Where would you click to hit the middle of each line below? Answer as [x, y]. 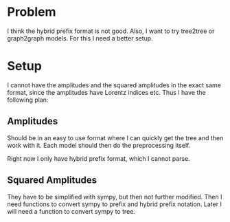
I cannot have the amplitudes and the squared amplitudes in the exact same [114, 85]
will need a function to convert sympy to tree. [71, 211]
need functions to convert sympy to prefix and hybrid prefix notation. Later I [114, 204]
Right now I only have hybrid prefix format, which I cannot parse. [99, 158]
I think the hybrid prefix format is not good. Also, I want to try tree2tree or [111, 31]
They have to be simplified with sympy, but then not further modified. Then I [115, 197]
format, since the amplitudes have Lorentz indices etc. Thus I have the [106, 92]
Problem [32, 12]
